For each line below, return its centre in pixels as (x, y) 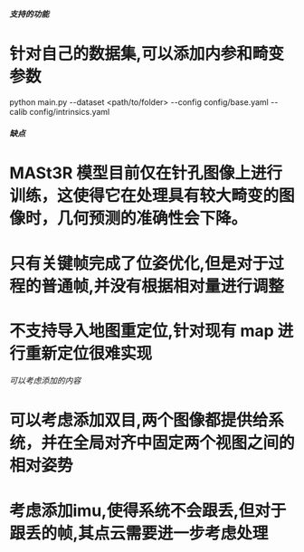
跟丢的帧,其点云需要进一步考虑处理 (139, 533)
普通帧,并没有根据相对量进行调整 (163, 286)
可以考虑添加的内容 (45, 381)
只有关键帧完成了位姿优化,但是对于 (139, 263)
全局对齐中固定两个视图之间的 (184, 443)
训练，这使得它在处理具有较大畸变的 (144, 196)
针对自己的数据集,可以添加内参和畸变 (147, 53)
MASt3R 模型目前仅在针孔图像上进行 (146, 173)
